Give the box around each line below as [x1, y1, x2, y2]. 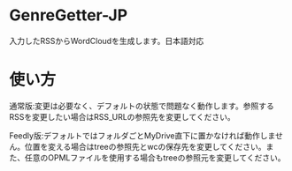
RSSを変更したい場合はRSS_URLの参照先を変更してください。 [9, 111, 236, 122]
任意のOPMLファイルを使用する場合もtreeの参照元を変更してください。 [24, 152, 286, 163]
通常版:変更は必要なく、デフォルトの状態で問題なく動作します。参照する [9, 100, 274, 111]
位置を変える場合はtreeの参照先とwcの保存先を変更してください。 [24, 141, 266, 152]
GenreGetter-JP [9, 5, 128, 26]
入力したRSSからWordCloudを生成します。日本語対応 [9, 35, 204, 46]
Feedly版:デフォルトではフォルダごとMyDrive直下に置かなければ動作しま [9, 130, 276, 141]
